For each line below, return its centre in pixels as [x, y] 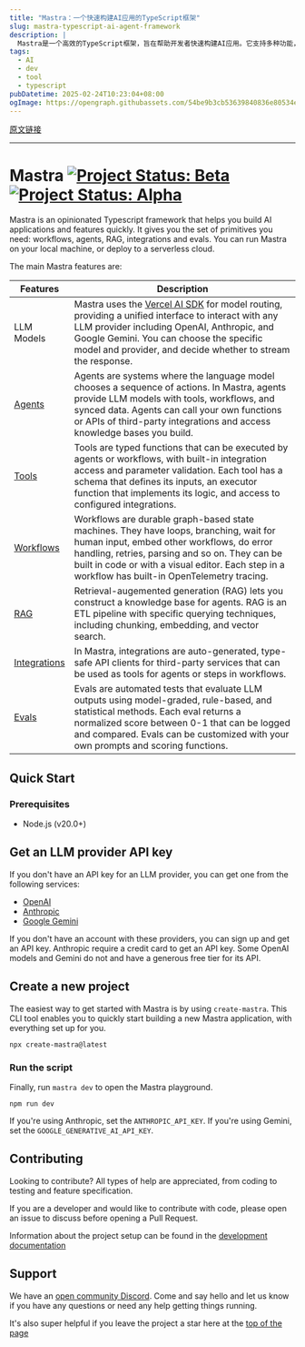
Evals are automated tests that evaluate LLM [168, 689]
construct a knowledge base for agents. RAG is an [181, 603]
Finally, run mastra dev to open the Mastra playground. [111, 1087]
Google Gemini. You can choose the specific [168, 339]
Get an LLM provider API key [91, 852]
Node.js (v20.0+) [54, 824]
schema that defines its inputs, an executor [166, 481]
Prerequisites [39, 804]
